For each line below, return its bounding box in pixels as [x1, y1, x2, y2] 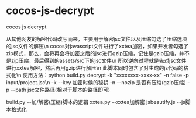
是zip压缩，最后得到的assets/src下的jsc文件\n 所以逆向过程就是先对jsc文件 [6, 57, 187, 64]
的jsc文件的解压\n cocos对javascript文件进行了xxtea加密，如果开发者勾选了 [6, 42, 189, 49]
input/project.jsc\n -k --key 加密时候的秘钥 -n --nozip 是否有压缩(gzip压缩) [6, 78, 186, 85]
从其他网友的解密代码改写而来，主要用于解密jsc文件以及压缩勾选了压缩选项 [6, 35, 187, 42]
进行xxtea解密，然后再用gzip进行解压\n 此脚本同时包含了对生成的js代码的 [6, 64, 184, 71]
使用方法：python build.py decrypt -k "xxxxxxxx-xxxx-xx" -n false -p [22, 71, 189, 78]
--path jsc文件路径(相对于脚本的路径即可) [11, 86, 110, 93]
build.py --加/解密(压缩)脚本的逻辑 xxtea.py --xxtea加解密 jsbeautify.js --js [6, 98, 185, 105]
